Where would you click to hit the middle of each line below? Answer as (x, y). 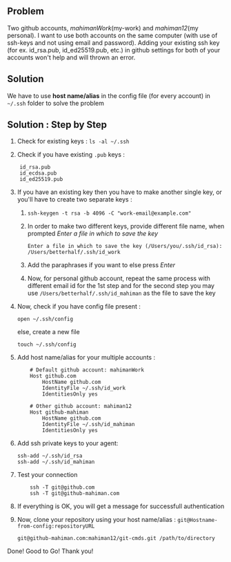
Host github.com (53, 376)
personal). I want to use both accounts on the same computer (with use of (112, 35)
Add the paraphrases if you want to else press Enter (101, 265)
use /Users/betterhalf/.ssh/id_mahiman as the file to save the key (121, 293)
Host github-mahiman (59, 413)
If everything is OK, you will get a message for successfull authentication (121, 506)
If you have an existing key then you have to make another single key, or (120, 192)
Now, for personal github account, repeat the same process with (119, 278)
